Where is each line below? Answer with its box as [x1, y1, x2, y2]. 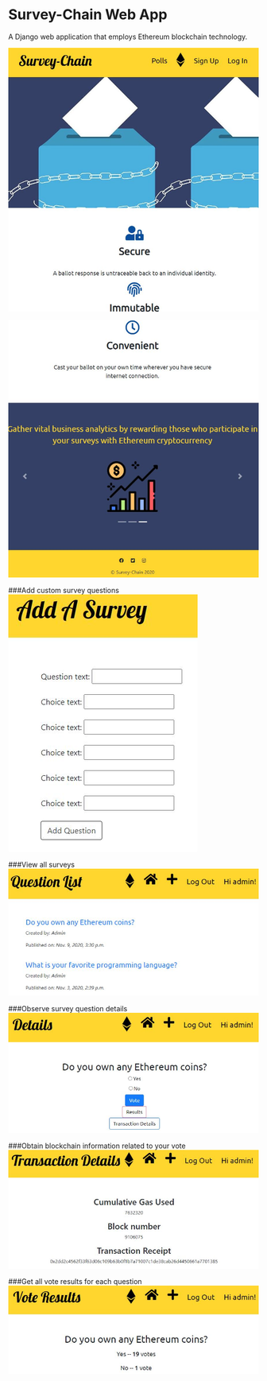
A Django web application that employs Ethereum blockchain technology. [8, 32, 248, 41]
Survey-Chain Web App [8, 6, 168, 24]
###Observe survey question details [8, 1004, 128, 1014]
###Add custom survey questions [8, 585, 119, 595]
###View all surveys [8, 859, 75, 869]
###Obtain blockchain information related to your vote [8, 1141, 186, 1150]
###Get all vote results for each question [8, 1277, 142, 1286]
